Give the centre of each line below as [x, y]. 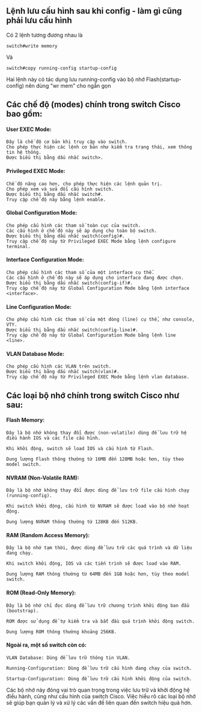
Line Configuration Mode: [39, 306]
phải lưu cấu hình [39, 21]
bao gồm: [24, 114]
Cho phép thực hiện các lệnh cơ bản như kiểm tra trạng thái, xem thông [99, 147]
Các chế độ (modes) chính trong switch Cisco [93, 105]
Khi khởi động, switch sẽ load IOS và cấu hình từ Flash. [80, 449]
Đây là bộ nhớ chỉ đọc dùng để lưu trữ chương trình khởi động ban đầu [98, 605]
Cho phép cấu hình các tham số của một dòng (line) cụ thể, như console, [101, 320]
